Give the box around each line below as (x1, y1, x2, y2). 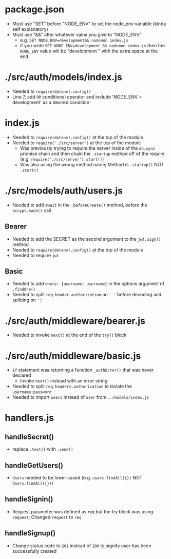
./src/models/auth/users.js (5, 185, 123, 196)
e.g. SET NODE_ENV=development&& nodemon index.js (20, 37, 129, 43)
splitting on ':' (12, 297, 44, 303)
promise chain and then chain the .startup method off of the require (20, 150, 165, 157)
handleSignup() (5, 529, 56, 537)
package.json (5, 4, 65, 15)
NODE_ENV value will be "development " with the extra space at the (20, 48, 158, 54)
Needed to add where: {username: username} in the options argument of (12, 281, 165, 287)
